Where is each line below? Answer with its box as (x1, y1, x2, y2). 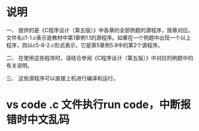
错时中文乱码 (6, 113, 70, 127)
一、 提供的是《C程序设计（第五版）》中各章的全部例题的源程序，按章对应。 (6, 26, 194, 34)
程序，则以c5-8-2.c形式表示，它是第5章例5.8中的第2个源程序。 (6, 41, 164, 49)
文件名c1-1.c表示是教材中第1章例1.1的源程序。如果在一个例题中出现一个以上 (6, 34, 191, 41)
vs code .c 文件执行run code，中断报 (6, 98, 191, 112)
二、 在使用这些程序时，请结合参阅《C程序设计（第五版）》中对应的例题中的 (6, 54, 194, 61)
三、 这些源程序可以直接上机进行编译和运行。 (6, 75, 118, 82)
